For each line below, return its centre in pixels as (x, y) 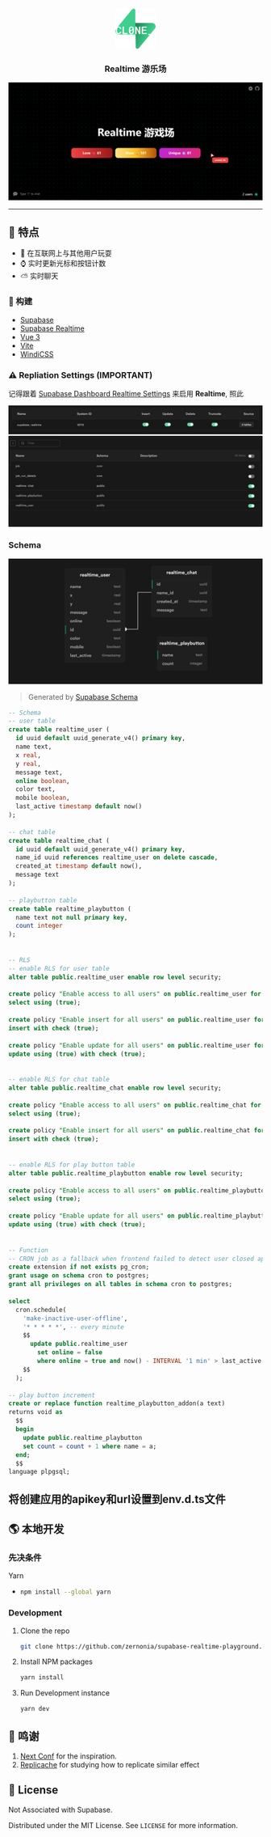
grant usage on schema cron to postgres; (79, 1276)
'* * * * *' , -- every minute (74, 1327)
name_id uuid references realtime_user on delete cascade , (117, 857)
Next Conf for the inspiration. (68, 1756)
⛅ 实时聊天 (39, 276)
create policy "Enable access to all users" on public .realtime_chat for (135, 1105)
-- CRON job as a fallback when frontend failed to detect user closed (131, 1259)
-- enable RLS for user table (59, 968)
